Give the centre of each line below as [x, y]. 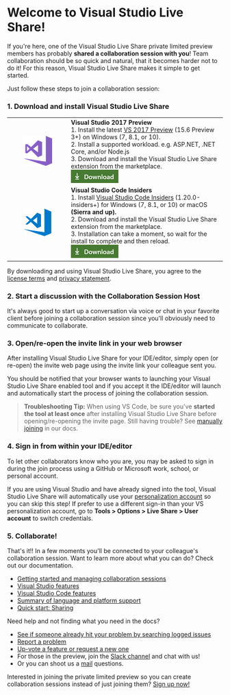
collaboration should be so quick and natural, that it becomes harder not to [112, 60]
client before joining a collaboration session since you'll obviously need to [111, 318]
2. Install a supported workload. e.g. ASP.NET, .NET [143, 144]
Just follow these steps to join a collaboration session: [84, 88]
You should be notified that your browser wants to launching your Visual [109, 379]
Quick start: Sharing [45, 607]
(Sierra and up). [94, 212]
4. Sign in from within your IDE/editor [70, 446]
